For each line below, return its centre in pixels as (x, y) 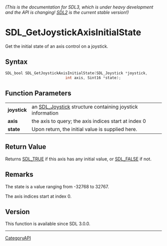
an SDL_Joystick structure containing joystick (85, 107)
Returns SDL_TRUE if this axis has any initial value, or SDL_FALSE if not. (78, 159)
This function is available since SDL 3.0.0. (48, 224)
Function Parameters (38, 93)
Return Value (26, 147)
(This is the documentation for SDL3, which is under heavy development (79, 7)
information (45, 113)
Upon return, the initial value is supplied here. (84, 129)
